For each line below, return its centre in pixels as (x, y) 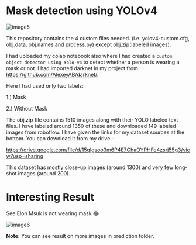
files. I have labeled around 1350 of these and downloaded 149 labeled (91, 126)
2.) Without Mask (27, 108)
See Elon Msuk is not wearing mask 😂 (53, 213)
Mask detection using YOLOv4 (82, 11)
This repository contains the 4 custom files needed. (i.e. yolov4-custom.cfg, (98, 38)
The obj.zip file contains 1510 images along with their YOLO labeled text (92, 120)
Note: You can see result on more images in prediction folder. (80, 236)
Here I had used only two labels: (45, 85)
